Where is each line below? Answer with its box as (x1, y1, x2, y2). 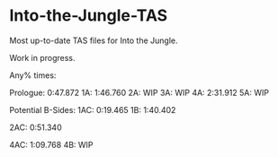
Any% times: (9, 69, 57, 81)
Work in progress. (9, 52, 76, 63)
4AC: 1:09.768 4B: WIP (9, 139, 94, 150)
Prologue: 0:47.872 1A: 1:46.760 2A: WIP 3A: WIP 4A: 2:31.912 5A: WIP (9, 87, 270, 98)
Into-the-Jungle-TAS (9, 5, 168, 26)
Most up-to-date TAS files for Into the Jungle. (9, 35, 178, 46)
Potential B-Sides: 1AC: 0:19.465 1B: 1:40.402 (9, 104, 176, 115)
